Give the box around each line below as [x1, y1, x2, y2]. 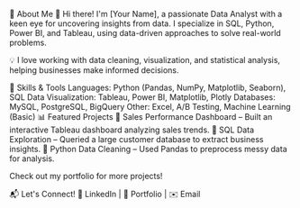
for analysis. [9, 153, 55, 164]
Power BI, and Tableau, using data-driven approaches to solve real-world [9, 28, 281, 38]
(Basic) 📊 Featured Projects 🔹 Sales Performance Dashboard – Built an [9, 112, 273, 122]
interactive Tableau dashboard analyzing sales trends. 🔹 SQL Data [9, 124, 255, 135]
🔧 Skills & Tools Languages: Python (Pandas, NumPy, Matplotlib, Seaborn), [9, 82, 286, 93]
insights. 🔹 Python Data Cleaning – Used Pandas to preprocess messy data [9, 144, 287, 154]
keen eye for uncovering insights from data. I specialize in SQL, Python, [9, 18, 275, 29]
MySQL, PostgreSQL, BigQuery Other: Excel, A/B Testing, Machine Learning [9, 102, 291, 112]
